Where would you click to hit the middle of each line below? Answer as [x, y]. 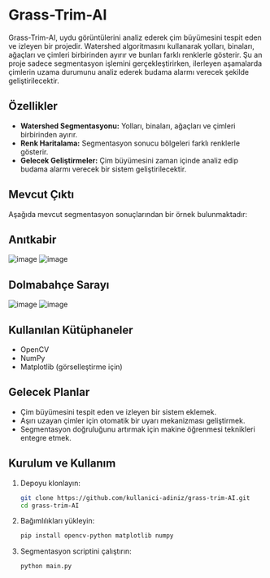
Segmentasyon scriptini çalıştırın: [76, 551]
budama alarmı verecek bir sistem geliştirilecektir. [103, 169]
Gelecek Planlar [49, 392]
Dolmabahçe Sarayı [59, 285]
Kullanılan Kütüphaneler [71, 330]
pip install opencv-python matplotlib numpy [97, 536]
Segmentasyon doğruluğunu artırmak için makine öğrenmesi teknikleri [138, 429]
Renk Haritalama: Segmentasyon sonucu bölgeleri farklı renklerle [130, 143]
